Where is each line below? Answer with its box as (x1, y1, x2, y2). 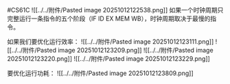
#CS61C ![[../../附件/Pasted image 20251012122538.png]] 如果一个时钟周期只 (7, 6, 224, 14)
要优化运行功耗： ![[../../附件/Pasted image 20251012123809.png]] (7, 69, 194, 77)
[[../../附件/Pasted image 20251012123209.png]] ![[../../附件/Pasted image (7, 46, 214, 54)
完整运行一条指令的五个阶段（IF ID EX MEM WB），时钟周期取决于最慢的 (7, 14, 211, 23)
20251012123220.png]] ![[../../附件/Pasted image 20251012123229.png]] (7, 55, 211, 63)
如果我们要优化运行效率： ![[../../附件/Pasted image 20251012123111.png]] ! (7, 38, 218, 46)
